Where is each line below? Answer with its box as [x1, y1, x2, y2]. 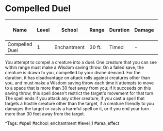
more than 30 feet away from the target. [5, 111, 85, 116]
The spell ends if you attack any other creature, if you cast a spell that [5, 95, 145, 101]
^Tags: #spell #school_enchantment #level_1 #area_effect [5, 120, 120, 126]
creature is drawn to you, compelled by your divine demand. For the [5, 69, 141, 75]
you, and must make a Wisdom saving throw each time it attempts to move [5, 80, 154, 85]
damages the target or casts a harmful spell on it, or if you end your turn [5, 105, 149, 112]
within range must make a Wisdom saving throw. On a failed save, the [5, 64, 144, 70]
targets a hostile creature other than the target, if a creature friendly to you [5, 100, 154, 106]
